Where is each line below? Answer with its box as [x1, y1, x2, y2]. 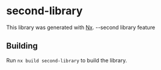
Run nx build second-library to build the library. [6, 56, 127, 63]
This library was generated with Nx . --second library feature [6, 24, 156, 31]
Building [6, 41, 38, 51]
